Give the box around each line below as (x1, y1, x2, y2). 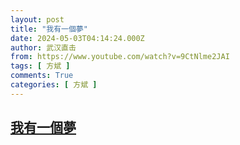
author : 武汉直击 (10, 42, 77, 53)
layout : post (10, 14, 65, 25)
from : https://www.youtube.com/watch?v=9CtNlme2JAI (10, 52, 230, 62)
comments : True (10, 71, 74, 81)
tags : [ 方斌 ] (10, 61, 71, 71)
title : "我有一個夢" (10, 24, 88, 34)
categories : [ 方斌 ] (10, 80, 98, 90)
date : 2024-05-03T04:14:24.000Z (10, 33, 145, 43)
